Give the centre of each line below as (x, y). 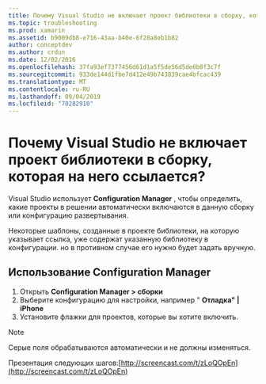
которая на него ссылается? (107, 177)
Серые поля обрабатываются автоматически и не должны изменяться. (129, 347)
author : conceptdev (40, 45)
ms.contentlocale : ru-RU (49, 89)
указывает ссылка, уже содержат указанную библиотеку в (108, 239)
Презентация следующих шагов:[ (65, 363)
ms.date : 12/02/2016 (42, 60)
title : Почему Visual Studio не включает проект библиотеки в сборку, (127, 15)
